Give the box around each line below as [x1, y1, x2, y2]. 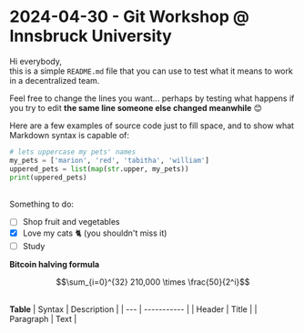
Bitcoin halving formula [9, 258, 100, 269]
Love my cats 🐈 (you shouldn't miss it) [22, 227, 167, 238]
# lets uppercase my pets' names [9, 147, 137, 156]
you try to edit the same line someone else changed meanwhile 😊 [9, 102, 262, 113]
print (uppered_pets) [9, 173, 88, 182]
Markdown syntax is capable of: [9, 129, 130, 140]
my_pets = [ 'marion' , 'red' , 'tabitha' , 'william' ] [9, 156, 209, 165]
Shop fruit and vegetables [22, 217, 120, 227]
